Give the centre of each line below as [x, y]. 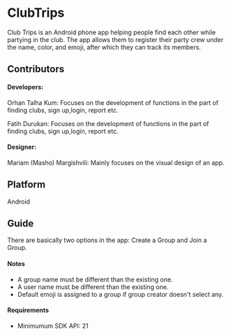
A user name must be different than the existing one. [93, 287]
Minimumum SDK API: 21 [53, 325]
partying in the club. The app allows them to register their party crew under [115, 39]
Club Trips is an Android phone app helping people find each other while [112, 32]
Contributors [36, 69]
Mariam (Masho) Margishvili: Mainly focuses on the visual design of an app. [116, 162]
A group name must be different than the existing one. [95, 279]
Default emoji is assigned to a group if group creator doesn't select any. [120, 294]
